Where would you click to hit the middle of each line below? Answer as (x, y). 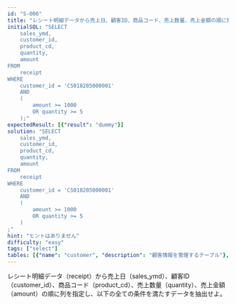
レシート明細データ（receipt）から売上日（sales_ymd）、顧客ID (98, 276)
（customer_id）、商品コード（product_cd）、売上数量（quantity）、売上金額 (117, 285)
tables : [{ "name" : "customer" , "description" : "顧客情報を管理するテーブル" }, (118, 256)
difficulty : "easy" (36, 242)
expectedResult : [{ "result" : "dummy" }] (66, 125)
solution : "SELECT (34, 131)
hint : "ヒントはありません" (43, 236)
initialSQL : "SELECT (38, 27)
